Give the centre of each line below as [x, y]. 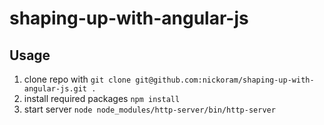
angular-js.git [55, 89]
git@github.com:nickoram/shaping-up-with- [225, 80]
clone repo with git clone [77, 79]
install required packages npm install [102, 98]
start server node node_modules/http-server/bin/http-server [149, 109]
